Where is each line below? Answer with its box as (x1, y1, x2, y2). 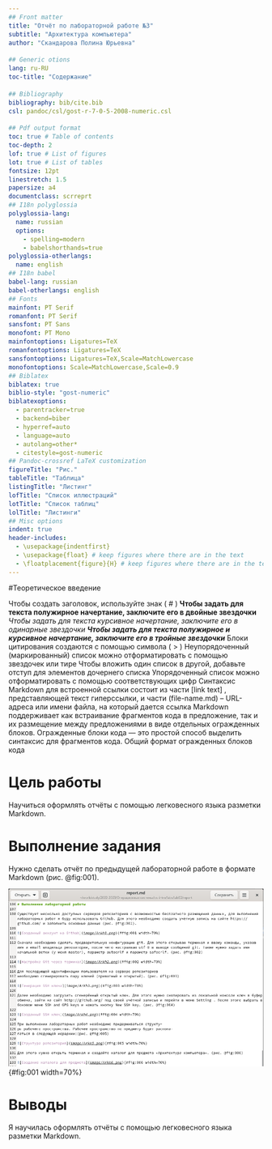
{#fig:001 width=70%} (8, 1067, 83, 1077)
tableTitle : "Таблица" (8, 474, 85, 483)
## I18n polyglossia (8, 201, 79, 210)
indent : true (8, 526, 53, 534)
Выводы (8, 1096, 67, 1113)
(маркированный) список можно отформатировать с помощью (8, 650, 228, 660)
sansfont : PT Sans (8, 321, 70, 329)
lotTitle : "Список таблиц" (8, 500, 100, 508)
